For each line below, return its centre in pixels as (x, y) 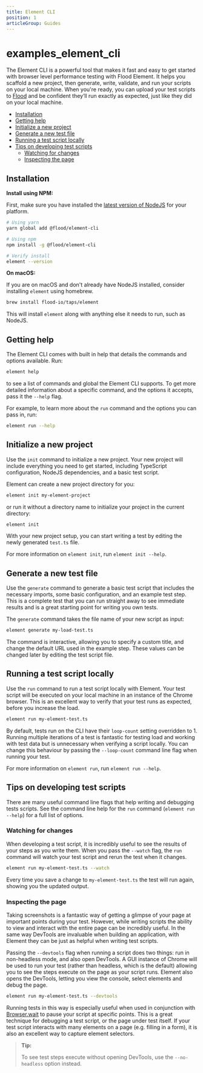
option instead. (63, 1063)
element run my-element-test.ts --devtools (62, 996)
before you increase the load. (43, 708)
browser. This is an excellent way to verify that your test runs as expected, (99, 701)
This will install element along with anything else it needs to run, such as (96, 314)
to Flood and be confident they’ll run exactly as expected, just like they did (99, 96)
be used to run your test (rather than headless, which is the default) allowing (101, 966)
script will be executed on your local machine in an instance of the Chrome (100, 695)
